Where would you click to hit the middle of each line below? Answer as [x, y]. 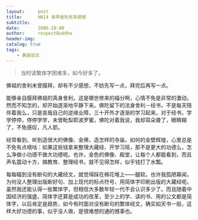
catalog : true [24, 45]
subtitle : [18, 22]
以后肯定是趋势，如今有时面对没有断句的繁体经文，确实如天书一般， [104, 204]
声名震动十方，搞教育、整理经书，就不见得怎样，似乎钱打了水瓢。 [86, 162]
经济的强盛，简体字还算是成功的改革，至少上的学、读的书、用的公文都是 [99, 196]
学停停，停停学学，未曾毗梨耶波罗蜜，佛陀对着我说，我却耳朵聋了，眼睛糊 [96, 120]
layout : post [27, 11]
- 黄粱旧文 [28, 55]
